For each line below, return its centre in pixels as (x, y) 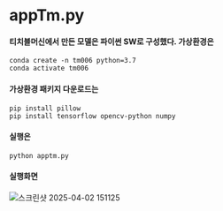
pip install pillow (45, 108)
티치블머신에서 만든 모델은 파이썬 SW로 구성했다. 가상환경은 (111, 41)
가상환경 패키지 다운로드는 (54, 88)
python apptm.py (39, 155)
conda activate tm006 (49, 68)
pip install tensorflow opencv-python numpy (92, 116)
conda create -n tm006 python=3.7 (73, 61)
